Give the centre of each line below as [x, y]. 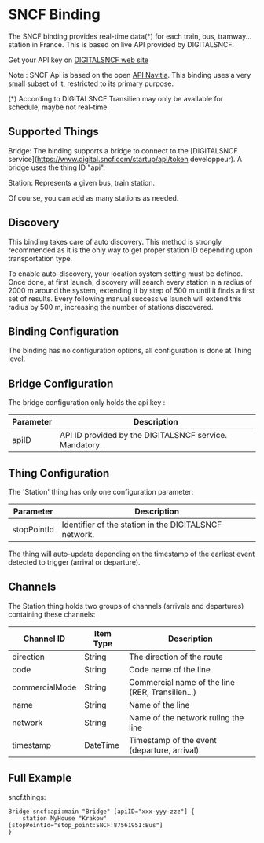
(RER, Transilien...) [163, 692]
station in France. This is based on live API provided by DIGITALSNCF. [121, 44]
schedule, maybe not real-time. [59, 107]
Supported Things [54, 132]
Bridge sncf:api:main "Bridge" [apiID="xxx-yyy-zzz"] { [101, 812]
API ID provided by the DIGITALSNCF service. [143, 436]
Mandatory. [81, 445]
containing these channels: [52, 614]
